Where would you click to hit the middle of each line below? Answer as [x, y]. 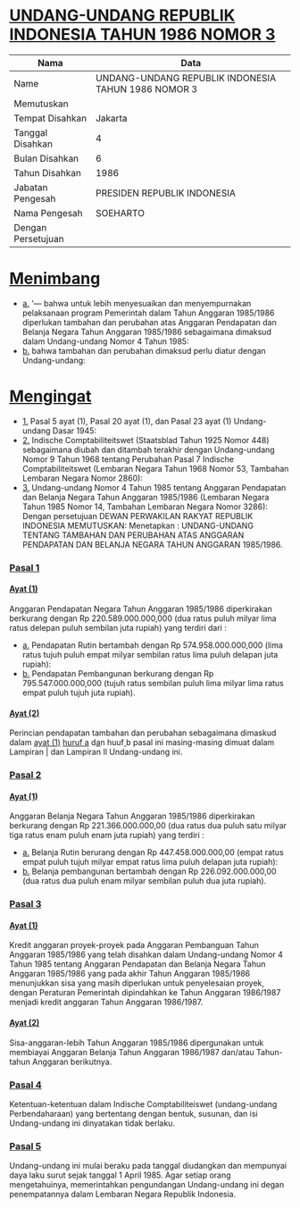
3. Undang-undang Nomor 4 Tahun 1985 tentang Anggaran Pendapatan [154, 487]
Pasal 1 [25, 567]
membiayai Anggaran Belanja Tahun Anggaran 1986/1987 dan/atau [132, 1052]
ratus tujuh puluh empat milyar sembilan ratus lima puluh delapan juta [150, 654]
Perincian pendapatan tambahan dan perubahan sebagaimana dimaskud [143, 733]
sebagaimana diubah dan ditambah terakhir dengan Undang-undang [148, 449]
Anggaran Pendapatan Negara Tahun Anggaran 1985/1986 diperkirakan [141, 608]
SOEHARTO [120, 213]
